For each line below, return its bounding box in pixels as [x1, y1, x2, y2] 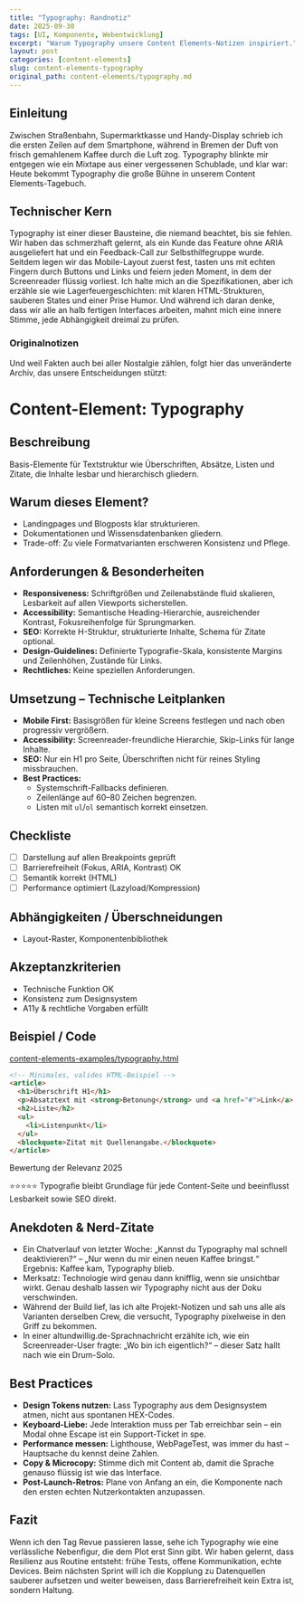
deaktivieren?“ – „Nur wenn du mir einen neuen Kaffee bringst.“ [22, 1254, 260, 1265]
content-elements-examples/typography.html [9, 1053, 179, 1064]
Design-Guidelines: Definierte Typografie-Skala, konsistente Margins [22, 646, 283, 657]
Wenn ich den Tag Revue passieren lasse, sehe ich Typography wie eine [9, 1536, 279, 1547]
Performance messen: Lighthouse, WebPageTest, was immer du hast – [22, 1438, 290, 1448]
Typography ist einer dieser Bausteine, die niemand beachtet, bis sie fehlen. [9, 228, 292, 239]
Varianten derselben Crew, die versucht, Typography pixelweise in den [22, 1311, 287, 1322]
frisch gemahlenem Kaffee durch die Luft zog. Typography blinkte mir [9, 148, 269, 159]
